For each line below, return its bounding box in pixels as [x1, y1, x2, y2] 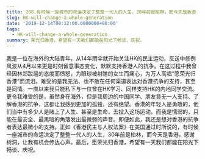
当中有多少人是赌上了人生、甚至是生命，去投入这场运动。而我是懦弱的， [11, 108, 193, 115]
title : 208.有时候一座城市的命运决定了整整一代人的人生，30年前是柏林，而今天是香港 [6, 9, 196, 15]
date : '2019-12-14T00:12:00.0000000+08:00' [6, 20, 119, 26]
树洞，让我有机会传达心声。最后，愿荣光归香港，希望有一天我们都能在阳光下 [6, 138, 199, 146]
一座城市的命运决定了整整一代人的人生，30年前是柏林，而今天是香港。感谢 [6, 131, 195, 138]
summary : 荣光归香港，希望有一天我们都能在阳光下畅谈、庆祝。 [6, 37, 145, 43]
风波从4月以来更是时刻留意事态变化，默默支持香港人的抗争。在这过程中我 [6, 62, 192, 69]
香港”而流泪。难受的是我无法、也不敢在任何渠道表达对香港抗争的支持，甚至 [6, 77, 196, 85]
